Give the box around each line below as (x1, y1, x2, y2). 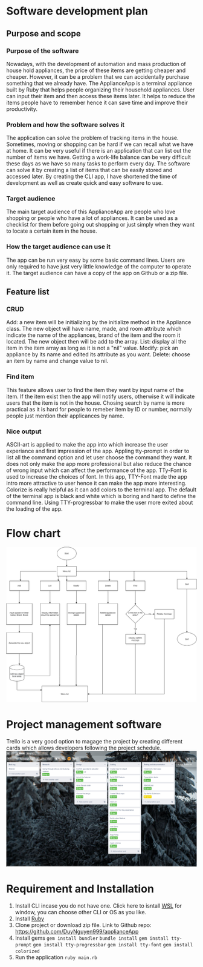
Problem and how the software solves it (6, 120, 125, 128)
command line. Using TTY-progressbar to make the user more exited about (6, 499, 193, 507)
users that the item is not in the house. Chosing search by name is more (6, 399, 185, 407)
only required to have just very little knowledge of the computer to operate (6, 262, 192, 270)
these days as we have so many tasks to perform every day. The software (6, 160, 190, 167)
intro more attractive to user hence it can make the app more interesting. (6, 480, 187, 487)
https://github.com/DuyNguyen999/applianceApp (14, 928, 139, 935)
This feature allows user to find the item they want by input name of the (6, 386, 184, 393)
